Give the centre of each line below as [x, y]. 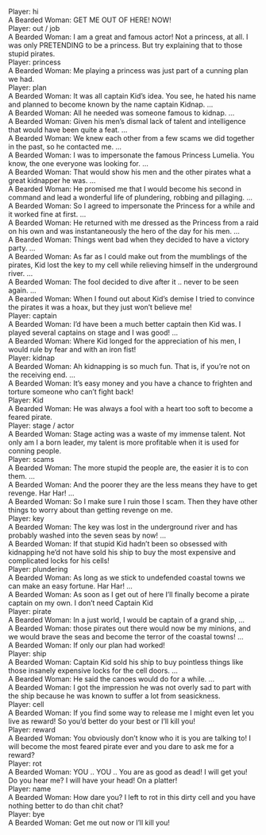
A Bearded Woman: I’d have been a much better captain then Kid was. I [125, 324]
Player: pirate [30, 611]
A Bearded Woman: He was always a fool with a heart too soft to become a [131, 408]
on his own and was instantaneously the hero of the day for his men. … [124, 231]
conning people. [35, 451]
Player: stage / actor [41, 425]
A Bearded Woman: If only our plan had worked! [87, 645]
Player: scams [31, 459]
